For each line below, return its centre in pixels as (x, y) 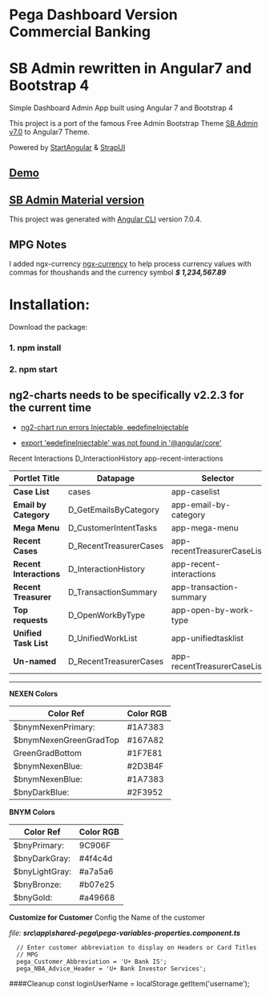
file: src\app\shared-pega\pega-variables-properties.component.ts (125, 933)
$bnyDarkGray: (42, 858)
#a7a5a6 (96, 871)
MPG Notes (38, 244)
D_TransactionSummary (113, 592)
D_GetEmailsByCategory (113, 510)
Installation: (50, 305)
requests (30, 620)
